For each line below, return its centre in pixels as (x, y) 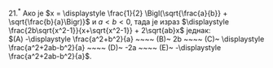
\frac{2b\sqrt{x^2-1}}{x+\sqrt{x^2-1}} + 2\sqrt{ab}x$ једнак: (110, 30)
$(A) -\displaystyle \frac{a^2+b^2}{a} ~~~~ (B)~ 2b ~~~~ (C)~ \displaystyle (136, 39)
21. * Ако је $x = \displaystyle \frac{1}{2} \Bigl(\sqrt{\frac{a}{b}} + (118, 13)
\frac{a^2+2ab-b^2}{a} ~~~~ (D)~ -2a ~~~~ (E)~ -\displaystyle (115, 47)
